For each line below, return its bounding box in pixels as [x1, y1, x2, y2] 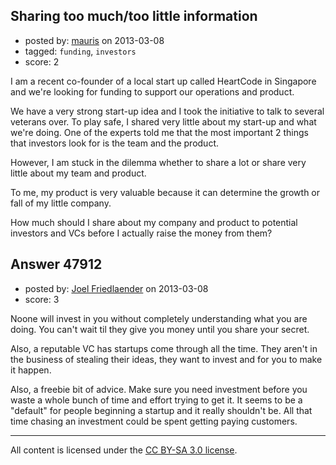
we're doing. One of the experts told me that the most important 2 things [10, 126, 309, 138]
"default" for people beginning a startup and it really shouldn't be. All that [10, 404, 313, 416]
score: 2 [24, 55, 60, 68]
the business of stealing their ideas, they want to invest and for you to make [10, 353, 323, 365]
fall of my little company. [10, 197, 112, 209]
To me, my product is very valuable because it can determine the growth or [10, 186, 321, 198]
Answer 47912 [10, 256, 103, 273]
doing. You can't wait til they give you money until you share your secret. [10, 323, 310, 335]
